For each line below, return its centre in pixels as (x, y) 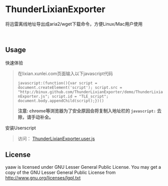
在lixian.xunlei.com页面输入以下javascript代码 (65, 73)
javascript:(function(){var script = (57, 83)
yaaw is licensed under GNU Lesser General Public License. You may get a (83, 167)
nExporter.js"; (34, 96)
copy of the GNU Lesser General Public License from (60, 172)
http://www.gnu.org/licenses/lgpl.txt (43, 177)
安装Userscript (21, 128)
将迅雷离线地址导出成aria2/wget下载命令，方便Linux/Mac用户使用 (74, 24)
